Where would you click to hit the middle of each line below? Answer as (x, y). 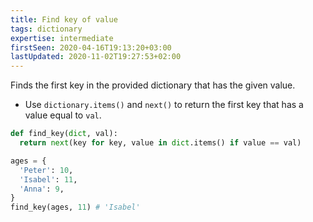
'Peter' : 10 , (46, 170)
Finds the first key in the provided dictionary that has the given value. (153, 85)
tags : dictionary (46, 29)
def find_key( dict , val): (64, 134)
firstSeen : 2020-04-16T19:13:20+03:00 (91, 47)
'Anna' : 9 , (42, 189)
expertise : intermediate (62, 38)
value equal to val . (63, 115)
